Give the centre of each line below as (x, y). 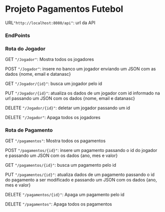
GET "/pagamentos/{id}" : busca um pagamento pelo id (61, 165)
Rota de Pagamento (29, 130)
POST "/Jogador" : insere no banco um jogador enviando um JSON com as (81, 69)
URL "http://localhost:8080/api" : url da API (50, 23)
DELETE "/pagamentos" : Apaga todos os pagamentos (59, 204)
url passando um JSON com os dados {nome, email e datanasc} (70, 98)
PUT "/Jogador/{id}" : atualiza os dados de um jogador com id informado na (82, 93)
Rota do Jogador (25, 49)
